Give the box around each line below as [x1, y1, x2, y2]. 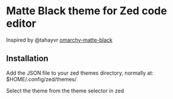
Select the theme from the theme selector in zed [6, 87, 124, 94]
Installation [6, 53, 49, 63]
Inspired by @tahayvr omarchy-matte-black [6, 36, 113, 43]
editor [6, 17, 37, 30]
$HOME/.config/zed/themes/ [6, 75, 77, 82]
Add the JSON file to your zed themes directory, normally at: [6, 69, 154, 76]
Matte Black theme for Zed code [6, 4, 167, 18]
